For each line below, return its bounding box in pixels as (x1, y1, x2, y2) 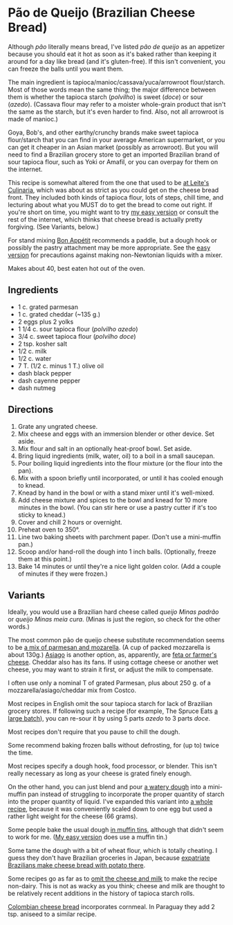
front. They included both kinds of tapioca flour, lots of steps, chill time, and (8, 193, 224, 202)
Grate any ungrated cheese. (17, 422, 98, 430)
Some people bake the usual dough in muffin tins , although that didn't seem (8, 826, 224, 834)
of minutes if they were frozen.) (17, 570, 108, 578)
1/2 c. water (17, 354, 52, 362)
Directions (8, 404, 54, 416)
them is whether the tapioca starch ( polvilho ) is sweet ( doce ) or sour (8, 92, 203, 101)
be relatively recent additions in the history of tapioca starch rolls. (8, 889, 195, 898)
